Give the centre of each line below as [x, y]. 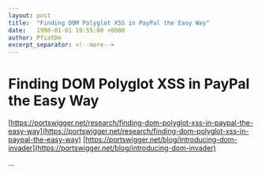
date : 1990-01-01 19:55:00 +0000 [67, 30]
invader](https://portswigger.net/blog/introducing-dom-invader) [112, 148]
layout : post [30, 15]
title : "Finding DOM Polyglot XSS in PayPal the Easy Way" [109, 23]
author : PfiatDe [35, 38]
